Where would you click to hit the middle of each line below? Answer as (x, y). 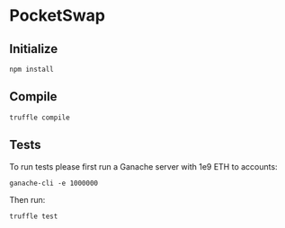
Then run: (27, 199)
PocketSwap (58, 16)
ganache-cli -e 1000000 (54, 183)
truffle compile (40, 118)
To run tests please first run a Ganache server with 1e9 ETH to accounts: (143, 166)
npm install (31, 69)
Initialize (34, 49)
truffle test (34, 216)
